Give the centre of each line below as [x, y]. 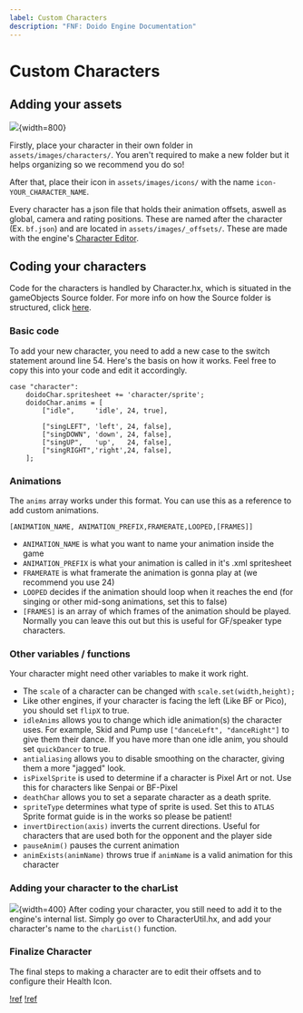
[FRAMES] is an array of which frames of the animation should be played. [157, 611]
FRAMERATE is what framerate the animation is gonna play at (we [140, 572]
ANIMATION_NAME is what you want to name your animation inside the [148, 543]
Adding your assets [66, 105]
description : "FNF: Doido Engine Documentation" [103, 26]
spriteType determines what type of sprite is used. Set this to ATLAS [148, 807]
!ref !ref [24, 998]
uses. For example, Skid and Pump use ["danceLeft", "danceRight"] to [156, 730]
